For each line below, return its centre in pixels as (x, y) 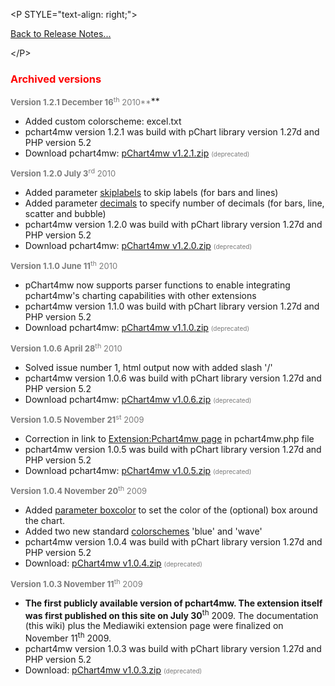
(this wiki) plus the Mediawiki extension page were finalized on (154, 626)
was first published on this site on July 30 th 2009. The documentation (171, 614)
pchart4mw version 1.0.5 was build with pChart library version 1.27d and (173, 449)
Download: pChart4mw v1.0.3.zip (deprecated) (113, 670)
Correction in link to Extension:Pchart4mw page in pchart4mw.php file (169, 438)
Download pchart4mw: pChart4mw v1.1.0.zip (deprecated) (137, 328)
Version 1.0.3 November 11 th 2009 (76, 583)
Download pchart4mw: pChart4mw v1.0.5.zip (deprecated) (138, 470)
